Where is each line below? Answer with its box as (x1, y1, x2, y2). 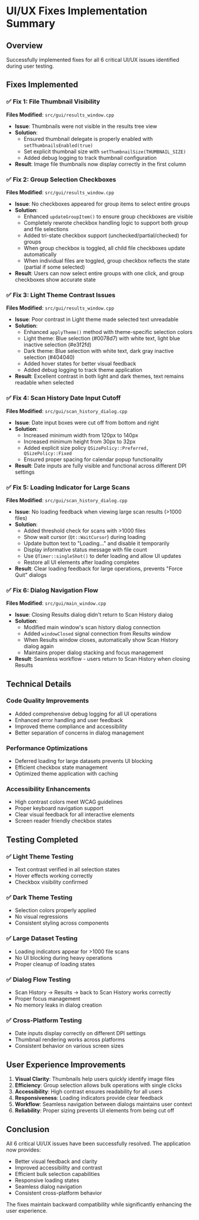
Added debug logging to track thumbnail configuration (23, 154, 157, 161)
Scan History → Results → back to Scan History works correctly (14, 989, 171, 996)
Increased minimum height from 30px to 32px (23, 438, 136, 445)
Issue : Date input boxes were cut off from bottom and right (14, 419, 159, 426)
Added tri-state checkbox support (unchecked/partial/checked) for (23, 232, 188, 239)
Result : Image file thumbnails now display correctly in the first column (14, 160, 187, 168)
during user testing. (6, 62, 55, 70)
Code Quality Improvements (6, 696, 89, 705)
